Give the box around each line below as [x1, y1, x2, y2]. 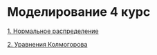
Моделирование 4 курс [7, 4, 151, 20]
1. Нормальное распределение [7, 27, 99, 35]
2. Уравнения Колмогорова [7, 40, 88, 48]
